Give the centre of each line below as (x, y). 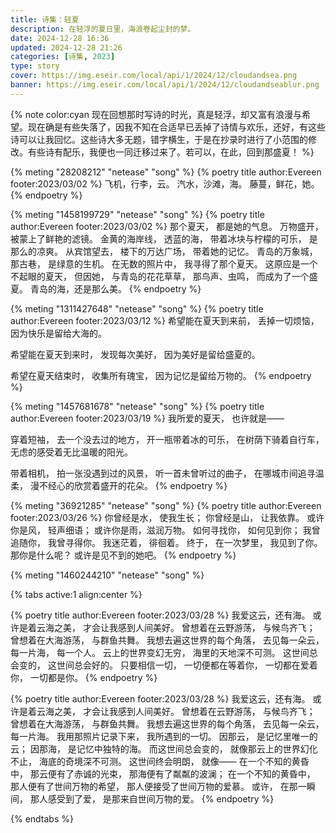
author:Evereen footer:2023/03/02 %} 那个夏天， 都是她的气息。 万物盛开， (167, 226)
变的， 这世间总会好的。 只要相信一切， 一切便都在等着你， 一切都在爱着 (168, 665)
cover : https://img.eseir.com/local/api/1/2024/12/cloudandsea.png (154, 76)
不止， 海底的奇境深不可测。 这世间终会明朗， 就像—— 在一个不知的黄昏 (160, 761)
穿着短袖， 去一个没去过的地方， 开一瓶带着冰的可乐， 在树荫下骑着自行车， (167, 439)
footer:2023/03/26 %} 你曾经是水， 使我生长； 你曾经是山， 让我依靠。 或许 (167, 517)
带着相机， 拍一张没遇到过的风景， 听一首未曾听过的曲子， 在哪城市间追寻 (163, 473)
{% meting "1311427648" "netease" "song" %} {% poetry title (137, 308)
